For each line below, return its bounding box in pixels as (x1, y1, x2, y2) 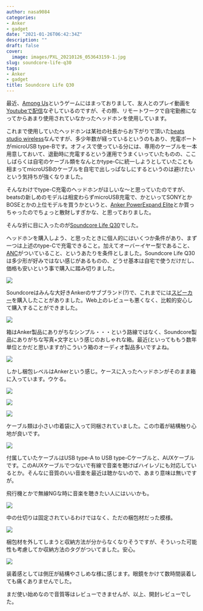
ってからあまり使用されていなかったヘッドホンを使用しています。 (6, 115, 170, 122)
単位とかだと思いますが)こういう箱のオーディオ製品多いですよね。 (6, 344, 173, 350)
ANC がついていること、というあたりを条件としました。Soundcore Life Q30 (6, 250, 195, 256)
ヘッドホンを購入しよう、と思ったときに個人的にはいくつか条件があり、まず (6, 235, 198, 241)
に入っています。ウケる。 (6, 375, 70, 382)
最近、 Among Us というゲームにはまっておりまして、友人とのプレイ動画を (6, 99, 191, 107)
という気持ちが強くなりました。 (6, 173, 86, 180)
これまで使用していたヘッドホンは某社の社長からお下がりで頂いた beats (6, 128, 185, 135)
